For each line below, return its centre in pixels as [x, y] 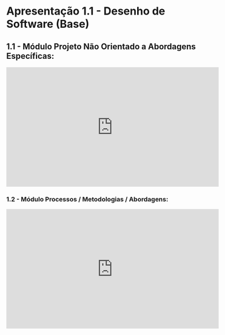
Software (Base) [48, 24]
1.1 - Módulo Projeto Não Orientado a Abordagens [101, 46]
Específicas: [30, 56]
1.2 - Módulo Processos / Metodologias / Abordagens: [87, 199]
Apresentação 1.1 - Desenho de [86, 11]
